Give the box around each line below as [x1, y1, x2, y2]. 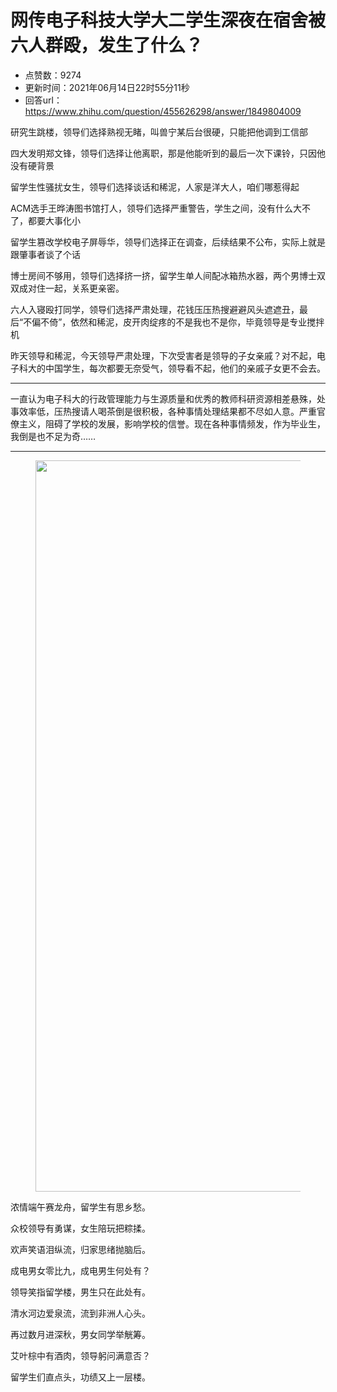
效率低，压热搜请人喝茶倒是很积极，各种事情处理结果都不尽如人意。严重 [18, 405, 317, 417]
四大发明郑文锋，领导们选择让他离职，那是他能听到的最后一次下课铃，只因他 [10, 147, 326, 159]
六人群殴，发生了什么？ [10, 34, 204, 57]
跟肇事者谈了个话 [10, 248, 81, 260]
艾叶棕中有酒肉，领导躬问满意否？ [10, 1349, 151, 1361]
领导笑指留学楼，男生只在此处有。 [10, 1286, 151, 1298]
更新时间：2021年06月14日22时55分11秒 [24, 81, 190, 93]
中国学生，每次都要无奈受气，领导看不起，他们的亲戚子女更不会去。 [44, 362, 326, 374]
